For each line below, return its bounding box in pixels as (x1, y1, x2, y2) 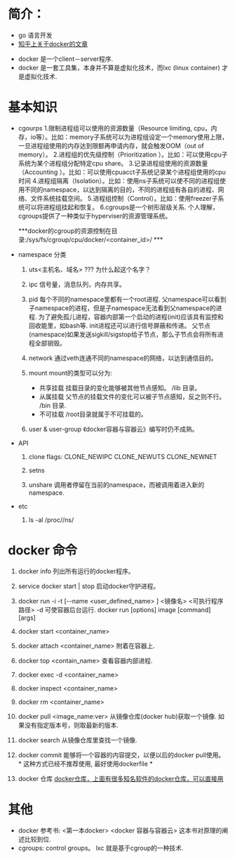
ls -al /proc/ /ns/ (28, 515, 74, 524)
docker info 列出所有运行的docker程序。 (18, 566, 135, 575)
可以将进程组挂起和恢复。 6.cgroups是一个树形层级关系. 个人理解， (24, 203, 220, 211)
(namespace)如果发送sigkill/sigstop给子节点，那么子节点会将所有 (28, 330, 217, 338)
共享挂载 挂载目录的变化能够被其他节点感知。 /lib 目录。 (39, 383, 201, 392)
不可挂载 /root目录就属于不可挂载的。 (39, 410, 147, 418)
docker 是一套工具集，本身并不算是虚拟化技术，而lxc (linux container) (18, 63, 220, 72)
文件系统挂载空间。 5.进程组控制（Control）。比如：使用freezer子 (30, 194, 218, 202)
